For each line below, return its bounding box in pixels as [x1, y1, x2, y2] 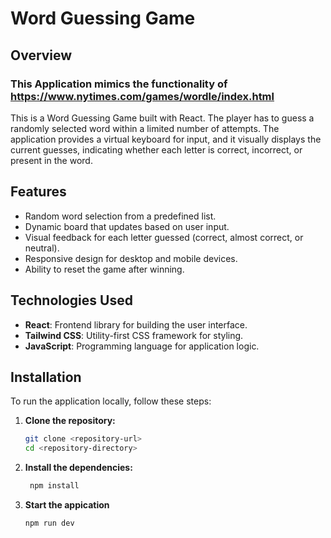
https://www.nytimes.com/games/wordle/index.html [10, 89, 275, 103]
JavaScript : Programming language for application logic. [24, 340, 260, 352]
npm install [29, 481, 80, 491]
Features [10, 183, 67, 201]
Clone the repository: [24, 415, 116, 427]
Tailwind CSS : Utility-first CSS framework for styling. [24, 329, 244, 341]
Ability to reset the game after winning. [24, 263, 185, 275]
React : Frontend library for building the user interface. [24, 318, 248, 331]
